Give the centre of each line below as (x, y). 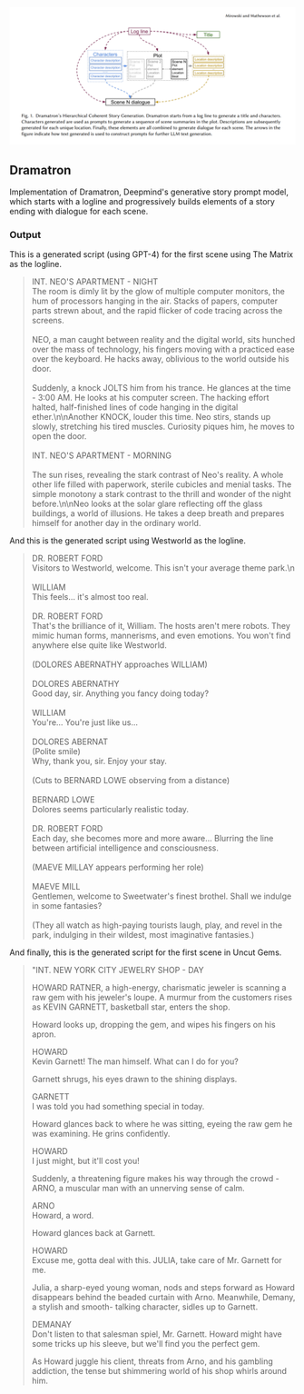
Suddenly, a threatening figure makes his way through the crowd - (155, 1179)
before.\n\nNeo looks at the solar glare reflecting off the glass (147, 504)
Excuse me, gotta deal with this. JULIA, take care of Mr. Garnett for (157, 1260)
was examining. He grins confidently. (101, 1134)
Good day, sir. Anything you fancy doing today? (120, 693)
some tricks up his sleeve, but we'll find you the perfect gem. (146, 1344)
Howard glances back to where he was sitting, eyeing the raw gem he (162, 1124)
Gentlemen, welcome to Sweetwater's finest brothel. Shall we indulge (162, 896)
